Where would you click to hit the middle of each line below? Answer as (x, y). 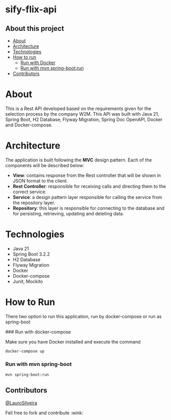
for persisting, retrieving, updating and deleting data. (68, 213)
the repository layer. (34, 203)
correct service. (29, 192)
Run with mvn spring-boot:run (52, 68)
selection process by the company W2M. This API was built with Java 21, (82, 114)
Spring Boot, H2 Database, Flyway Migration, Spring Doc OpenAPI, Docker (84, 119)
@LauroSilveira (21, 403)
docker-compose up (25, 351)
